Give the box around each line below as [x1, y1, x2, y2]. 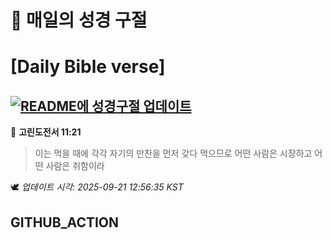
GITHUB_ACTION [10, 214, 120, 231]
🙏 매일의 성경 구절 [10, 9, 148, 32]
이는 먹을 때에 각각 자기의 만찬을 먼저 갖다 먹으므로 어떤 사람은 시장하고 [34, 147, 313, 160]
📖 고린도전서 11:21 [10, 126, 82, 138]
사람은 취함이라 [45, 160, 105, 172]
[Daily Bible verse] [10, 56, 166, 78]
